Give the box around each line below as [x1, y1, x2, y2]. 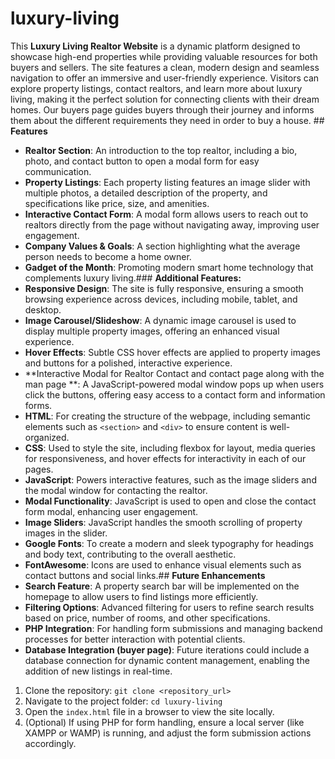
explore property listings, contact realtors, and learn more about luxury [10, 82, 303, 94]
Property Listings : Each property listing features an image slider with [24, 176, 311, 188]
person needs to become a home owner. [24, 250, 192, 262]
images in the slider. [24, 527, 108, 539]
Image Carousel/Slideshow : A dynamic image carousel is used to [24, 314, 297, 326]
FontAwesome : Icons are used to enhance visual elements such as [24, 558, 302, 571]
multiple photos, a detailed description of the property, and [24, 187, 268, 199]
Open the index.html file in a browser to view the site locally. [24, 705, 275, 717]
